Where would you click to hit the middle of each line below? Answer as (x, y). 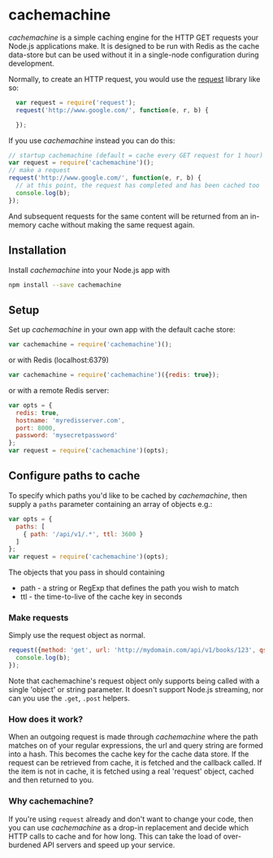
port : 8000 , (36, 428)
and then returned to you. (51, 780)
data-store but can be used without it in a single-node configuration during (134, 54)
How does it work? (46, 719)
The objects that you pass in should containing (87, 572)
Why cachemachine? (51, 801)
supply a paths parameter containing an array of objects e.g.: (110, 504)
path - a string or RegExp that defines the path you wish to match (130, 588)
